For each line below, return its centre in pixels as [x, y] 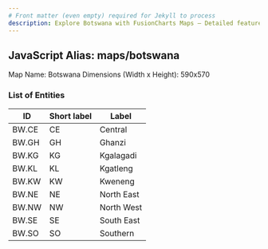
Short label [71, 116]
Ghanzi [112, 142]
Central [113, 129]
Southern [117, 233]
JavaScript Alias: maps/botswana [94, 55]
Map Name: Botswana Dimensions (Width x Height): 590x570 [109, 75]
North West [121, 207]
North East [119, 194]
